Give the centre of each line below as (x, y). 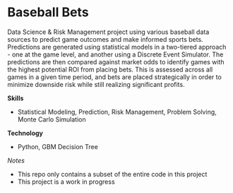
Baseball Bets (48, 12)
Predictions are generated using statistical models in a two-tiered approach (117, 47)
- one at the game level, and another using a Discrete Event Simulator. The (115, 54)
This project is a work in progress (66, 182)
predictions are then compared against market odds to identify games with (116, 62)
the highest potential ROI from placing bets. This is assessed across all (110, 69)
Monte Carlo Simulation (52, 119)
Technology (25, 133)
